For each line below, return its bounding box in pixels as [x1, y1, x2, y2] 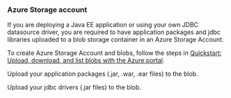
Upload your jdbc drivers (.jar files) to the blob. [7, 83, 141, 92]
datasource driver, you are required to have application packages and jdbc [7, 28, 221, 36]
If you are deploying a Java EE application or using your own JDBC [7, 21, 199, 29]
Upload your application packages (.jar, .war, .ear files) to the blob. [7, 70, 198, 78]
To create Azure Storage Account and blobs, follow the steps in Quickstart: [7, 49, 222, 57]
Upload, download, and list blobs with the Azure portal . [7, 56, 165, 65]
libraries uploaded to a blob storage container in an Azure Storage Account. [7, 35, 224, 44]
